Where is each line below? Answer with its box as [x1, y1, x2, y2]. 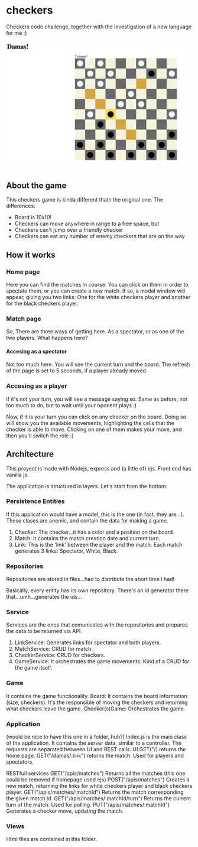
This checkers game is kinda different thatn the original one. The [6, 196, 164, 203]
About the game [6, 180, 67, 190]
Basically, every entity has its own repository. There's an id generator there [6, 587, 189, 594]
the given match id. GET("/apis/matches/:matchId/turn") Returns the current [6, 795, 191, 802]
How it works [6, 249, 56, 260]
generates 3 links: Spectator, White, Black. [14, 547, 118, 554]
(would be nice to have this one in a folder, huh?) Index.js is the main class [6, 734, 187, 741]
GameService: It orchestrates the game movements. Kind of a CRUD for [14, 658, 190, 665]
